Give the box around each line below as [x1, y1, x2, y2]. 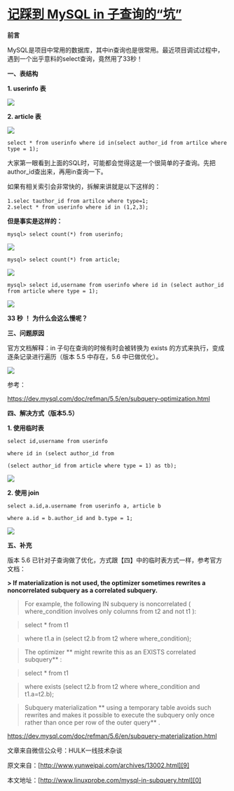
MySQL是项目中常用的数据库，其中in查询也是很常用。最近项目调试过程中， [7, 45, 224, 54]
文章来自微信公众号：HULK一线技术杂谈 [7, 746, 123, 755]
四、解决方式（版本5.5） [7, 409, 78, 417]
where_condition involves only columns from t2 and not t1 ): [24, 607, 197, 615]
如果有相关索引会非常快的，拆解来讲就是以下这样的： [7, 182, 161, 190]
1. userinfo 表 [7, 84, 46, 92]
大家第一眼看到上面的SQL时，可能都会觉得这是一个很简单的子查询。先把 [7, 158, 216, 167]
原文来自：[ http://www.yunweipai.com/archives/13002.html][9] [7, 761, 190, 769]
